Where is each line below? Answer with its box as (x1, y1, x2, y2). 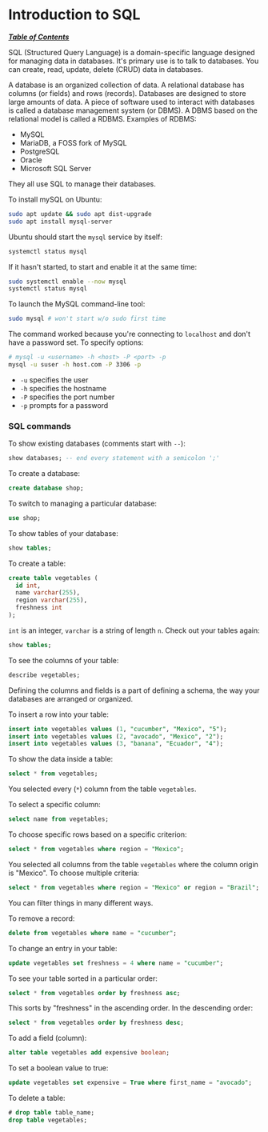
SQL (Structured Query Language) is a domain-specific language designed (8, 47, 255, 57)
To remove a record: (8, 914, 75, 923)
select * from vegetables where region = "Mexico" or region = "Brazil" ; (8, 883, 260, 891)
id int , (15, 582, 42, 590)
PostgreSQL (19, 146, 60, 156)
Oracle (19, 154, 42, 165)
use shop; (8, 514, 42, 522)
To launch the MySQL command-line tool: (8, 299, 146, 309)
